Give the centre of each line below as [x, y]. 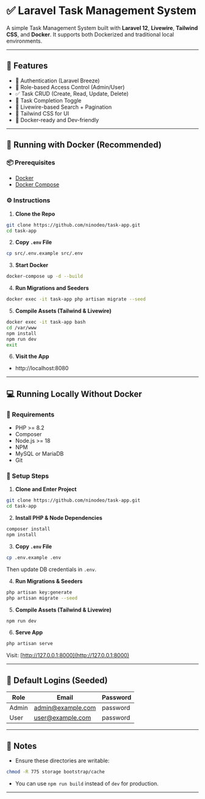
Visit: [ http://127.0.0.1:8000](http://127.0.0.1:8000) [68, 655]
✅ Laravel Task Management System [101, 11]
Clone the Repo [35, 214]
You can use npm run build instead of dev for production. [87, 783]
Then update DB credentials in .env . [51, 569]
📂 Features [27, 66]
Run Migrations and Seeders [52, 288]
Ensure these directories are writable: [62, 761]
